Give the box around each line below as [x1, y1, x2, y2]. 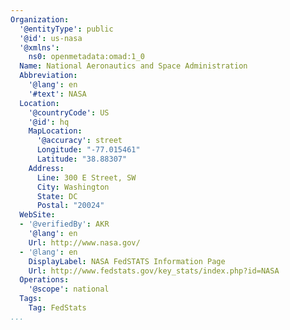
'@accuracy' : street [36, 136, 123, 146]
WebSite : [19, 210, 56, 220]
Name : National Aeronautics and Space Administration [19, 61, 248, 71]
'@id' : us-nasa [19, 33, 83, 43]
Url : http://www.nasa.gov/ [28, 237, 141, 248]
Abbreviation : [19, 71, 78, 81]
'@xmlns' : [19, 42, 60, 53]
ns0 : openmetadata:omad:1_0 [28, 52, 145, 62]
